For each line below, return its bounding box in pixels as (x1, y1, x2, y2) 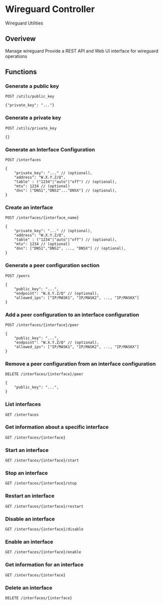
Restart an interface (5, 492, 55, 499)
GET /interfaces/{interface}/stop (5, 481, 77, 486)
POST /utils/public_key (5, 94, 55, 99)
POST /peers (5, 273, 30, 278)
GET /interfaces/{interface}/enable (5, 549, 81, 555)
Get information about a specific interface (5, 424, 109, 431)
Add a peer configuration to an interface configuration (5, 311, 140, 318)
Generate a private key (5, 114, 61, 121)
